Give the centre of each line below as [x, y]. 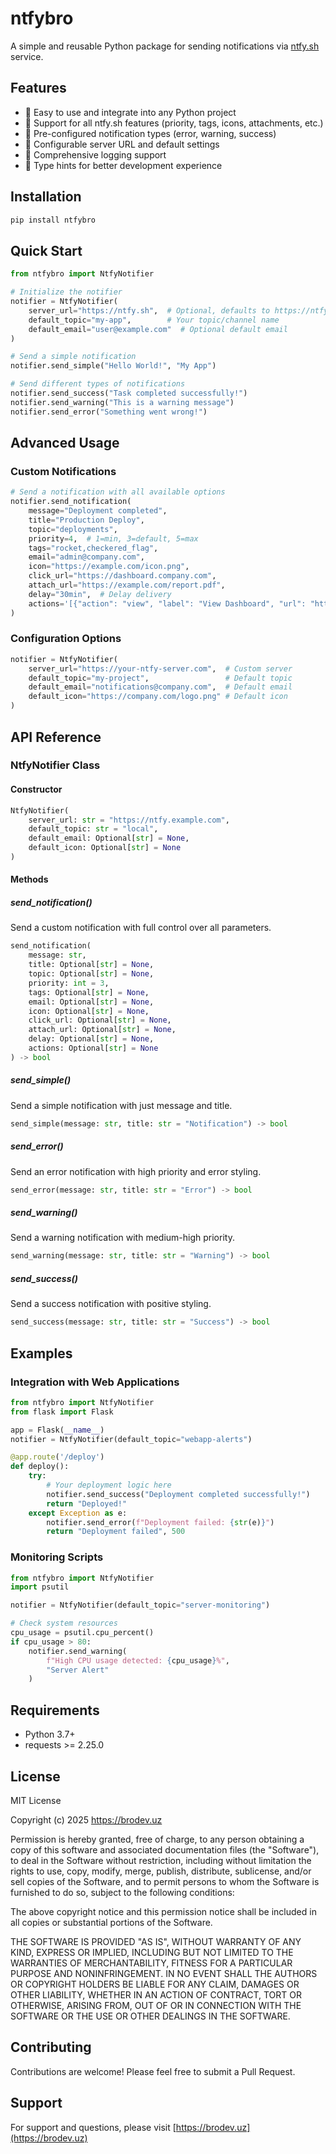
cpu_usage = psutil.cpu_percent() [82, 1633]
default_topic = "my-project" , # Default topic [160, 678]
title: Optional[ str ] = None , [91, 965]
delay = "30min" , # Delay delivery [100, 594]
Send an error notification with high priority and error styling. [136, 1171]
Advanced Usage [65, 443]
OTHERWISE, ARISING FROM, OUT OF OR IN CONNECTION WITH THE [156, 2005]
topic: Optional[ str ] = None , [91, 974]
